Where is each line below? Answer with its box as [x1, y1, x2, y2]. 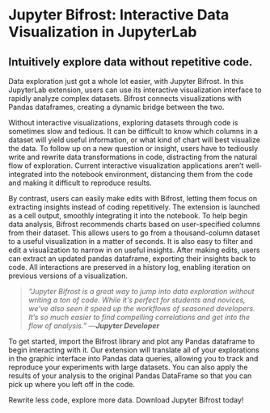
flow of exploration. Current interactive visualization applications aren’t [8, 161, 244, 171]
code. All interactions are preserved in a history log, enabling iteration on [8, 263, 251, 272]
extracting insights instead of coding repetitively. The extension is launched [8, 202, 260, 212]
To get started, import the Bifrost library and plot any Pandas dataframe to [8, 337, 255, 346]
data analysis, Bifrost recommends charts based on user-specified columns [8, 220, 261, 229]
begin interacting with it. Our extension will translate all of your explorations [8, 345, 260, 355]
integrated [8, 170, 43, 179]
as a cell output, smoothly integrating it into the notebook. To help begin [8, 211, 248, 220]
